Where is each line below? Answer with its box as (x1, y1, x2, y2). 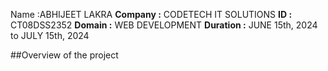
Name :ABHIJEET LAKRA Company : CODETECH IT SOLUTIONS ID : (10, 9, 293, 20)
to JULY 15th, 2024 (10, 30, 90, 41)
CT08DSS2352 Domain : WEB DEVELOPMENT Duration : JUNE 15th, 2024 (10, 19, 318, 31)
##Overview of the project (10, 49, 119, 61)
